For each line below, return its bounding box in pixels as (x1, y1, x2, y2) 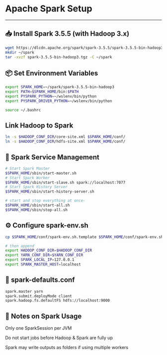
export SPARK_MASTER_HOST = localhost (5, 262, 81, 267)
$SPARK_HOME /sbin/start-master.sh (5, 170, 77, 176)
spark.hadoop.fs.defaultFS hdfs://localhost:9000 (5, 298, 110, 303)
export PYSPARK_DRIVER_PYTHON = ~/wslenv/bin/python (5, 98, 112, 104)
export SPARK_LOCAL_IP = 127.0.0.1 (5, 257, 75, 262)
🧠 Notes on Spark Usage (5, 312, 82, 320)
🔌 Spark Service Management (5, 153, 99, 161)
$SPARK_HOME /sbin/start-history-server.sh (5, 189, 94, 194)
